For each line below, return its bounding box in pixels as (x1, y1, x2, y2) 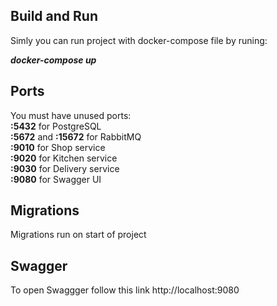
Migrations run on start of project (10, 229, 147, 241)
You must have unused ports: (10, 109, 132, 121)
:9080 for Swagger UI (10, 173, 102, 185)
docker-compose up (10, 54, 97, 66)
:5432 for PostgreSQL (10, 120, 102, 132)
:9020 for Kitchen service (10, 152, 118, 164)
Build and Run (10, 8, 98, 25)
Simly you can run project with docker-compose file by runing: (10, 34, 268, 46)
